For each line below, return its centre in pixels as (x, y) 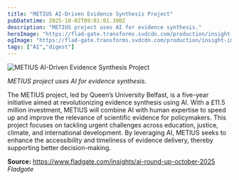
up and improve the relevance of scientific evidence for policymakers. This (117, 117)
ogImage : (20, 41)
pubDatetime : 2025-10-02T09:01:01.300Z (67, 21)
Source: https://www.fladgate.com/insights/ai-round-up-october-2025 (111, 162)
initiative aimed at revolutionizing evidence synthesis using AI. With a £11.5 (116, 102)
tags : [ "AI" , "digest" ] (41, 47)
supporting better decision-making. (59, 148)
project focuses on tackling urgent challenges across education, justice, (113, 125)
